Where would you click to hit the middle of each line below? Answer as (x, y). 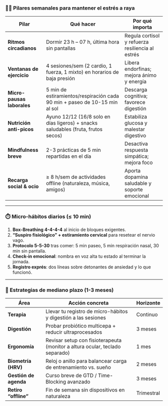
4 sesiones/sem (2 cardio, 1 (79, 66)
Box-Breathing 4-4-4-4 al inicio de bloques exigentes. (69, 229)
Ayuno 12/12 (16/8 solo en (78, 117)
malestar (134, 129)
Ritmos (16, 42)
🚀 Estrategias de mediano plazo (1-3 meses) (59, 290)
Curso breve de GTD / (71, 375)
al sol (52, 109)
